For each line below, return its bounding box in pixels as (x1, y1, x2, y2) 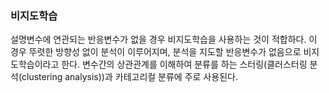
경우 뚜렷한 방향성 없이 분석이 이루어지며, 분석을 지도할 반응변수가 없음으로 (10, 46, 302, 58)
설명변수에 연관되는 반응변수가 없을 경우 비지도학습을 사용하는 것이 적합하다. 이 (10, 33, 318, 46)
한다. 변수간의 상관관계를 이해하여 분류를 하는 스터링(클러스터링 (61, 58, 308, 71)
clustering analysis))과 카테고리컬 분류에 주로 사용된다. (21, 71, 238, 83)
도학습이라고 (10, 58, 60, 71)
